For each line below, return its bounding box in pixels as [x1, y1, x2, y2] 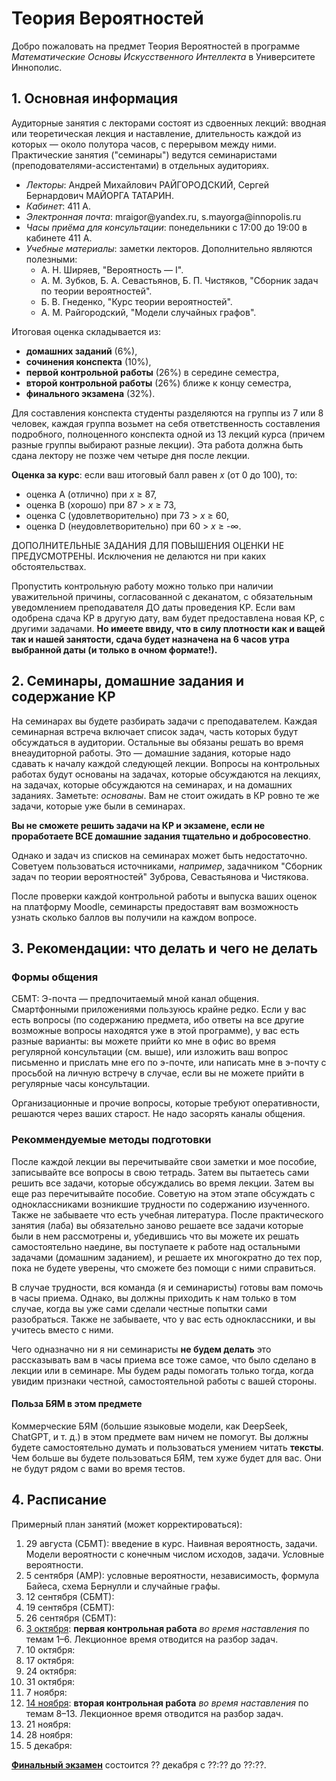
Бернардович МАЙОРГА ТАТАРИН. [25, 189, 174, 201]
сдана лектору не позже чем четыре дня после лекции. [11, 449, 250, 461]
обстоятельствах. [11, 560, 87, 572]
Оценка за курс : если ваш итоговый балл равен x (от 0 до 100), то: [11, 468, 298, 481]
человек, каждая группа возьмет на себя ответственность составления [11, 417, 321, 429]
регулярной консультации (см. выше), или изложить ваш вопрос [11, 1046, 289, 1058]
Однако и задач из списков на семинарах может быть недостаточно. [11, 849, 308, 861]
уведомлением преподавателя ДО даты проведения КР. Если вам [11, 601, 296, 613]
